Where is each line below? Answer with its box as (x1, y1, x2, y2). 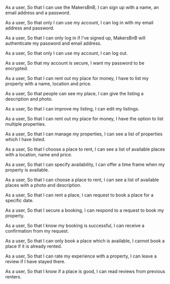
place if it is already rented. (5, 243, 62, 249)
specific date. (5, 197, 34, 203)
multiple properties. (5, 121, 46, 127)
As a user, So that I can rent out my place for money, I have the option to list (5, 116, 164, 122)
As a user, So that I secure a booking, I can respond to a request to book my (5, 207, 164, 213)
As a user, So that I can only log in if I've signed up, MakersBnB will (5, 35, 146, 41)
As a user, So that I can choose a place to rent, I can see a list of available (5, 177, 159, 183)
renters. (5, 274, 22, 279)
